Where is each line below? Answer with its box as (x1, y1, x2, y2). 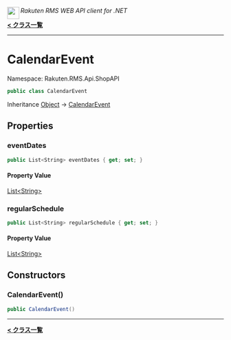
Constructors (7, 269, 66, 281)
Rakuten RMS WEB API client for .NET (20, 7, 128, 14)
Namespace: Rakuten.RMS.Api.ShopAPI (7, 74, 120, 83)
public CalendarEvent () (7, 306, 76, 312)
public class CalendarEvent (7, 87, 88, 94)
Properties (7, 120, 54, 132)
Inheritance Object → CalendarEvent (7, 100, 111, 108)
